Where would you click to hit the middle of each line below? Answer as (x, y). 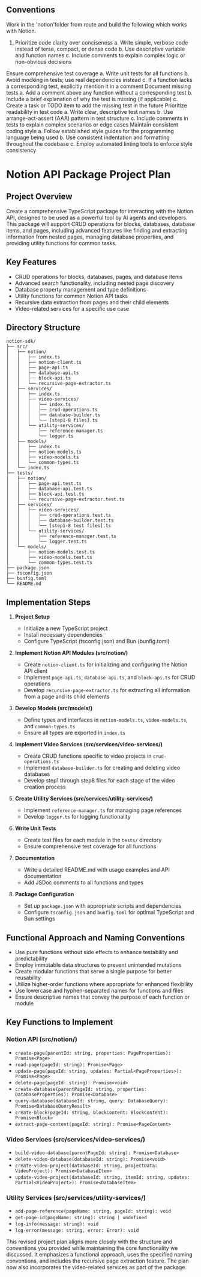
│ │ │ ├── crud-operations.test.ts (59, 515)
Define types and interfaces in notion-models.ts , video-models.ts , (106, 720)
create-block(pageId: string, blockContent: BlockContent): (91, 1113)
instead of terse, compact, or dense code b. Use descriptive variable (100, 49)
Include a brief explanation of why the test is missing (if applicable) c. (92, 99)
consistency (21, 150)
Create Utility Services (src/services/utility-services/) (84, 799)
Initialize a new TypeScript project (66, 628)
